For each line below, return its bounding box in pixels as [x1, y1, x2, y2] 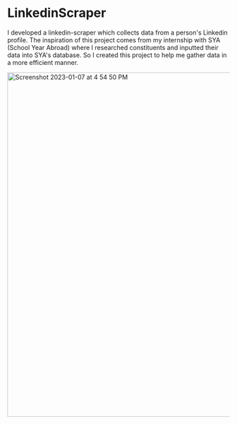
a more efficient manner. [7, 58, 79, 66]
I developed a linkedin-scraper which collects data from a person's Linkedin [7, 28, 228, 37]
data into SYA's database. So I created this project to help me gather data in [7, 51, 227, 59]
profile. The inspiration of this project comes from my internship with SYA [7, 35, 221, 44]
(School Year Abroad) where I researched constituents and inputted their [7, 43, 219, 52]
